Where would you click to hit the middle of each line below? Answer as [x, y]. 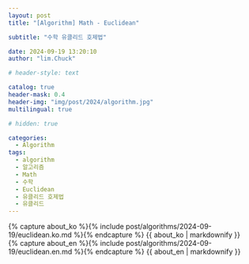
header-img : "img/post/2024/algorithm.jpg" [81, 102]
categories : [28, 138]
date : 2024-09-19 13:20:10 [53, 51]
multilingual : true [40, 109]
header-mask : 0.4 [37, 95]
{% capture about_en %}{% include [66, 243]
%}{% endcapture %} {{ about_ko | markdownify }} [157, 235]
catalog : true [32, 88]
